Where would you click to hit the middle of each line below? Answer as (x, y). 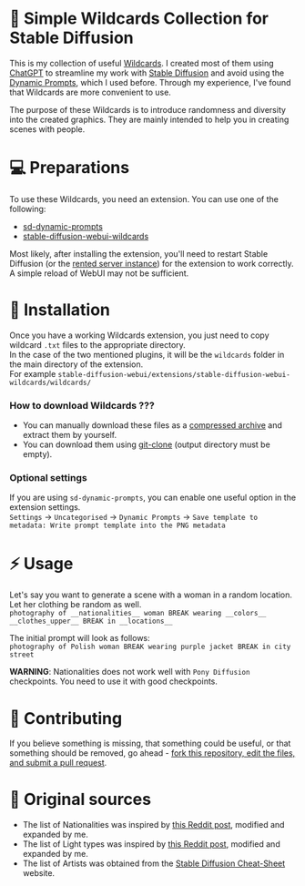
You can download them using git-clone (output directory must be (146, 444)
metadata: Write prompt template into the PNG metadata (117, 526)
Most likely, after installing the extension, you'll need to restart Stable (139, 253)
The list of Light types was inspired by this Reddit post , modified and (151, 844)
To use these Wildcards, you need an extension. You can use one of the (144, 199)
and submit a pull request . (58, 763)
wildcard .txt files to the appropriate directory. (98, 344)
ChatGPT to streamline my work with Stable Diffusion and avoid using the (147, 73)
